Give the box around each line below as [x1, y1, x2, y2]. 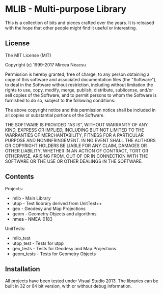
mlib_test [12, 235, 31, 241]
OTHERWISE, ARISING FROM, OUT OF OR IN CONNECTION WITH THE [5, 153, 148, 159]
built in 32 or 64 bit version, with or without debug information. [5, 283, 132, 289]
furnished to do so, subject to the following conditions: [5, 97, 115, 103]
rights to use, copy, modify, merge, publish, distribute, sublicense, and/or [5, 87, 153, 93]
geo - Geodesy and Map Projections [12, 206, 86, 211]
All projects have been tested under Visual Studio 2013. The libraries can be [5, 278, 159, 284]
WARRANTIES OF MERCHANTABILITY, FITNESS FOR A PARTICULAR [5, 132, 144, 138]
